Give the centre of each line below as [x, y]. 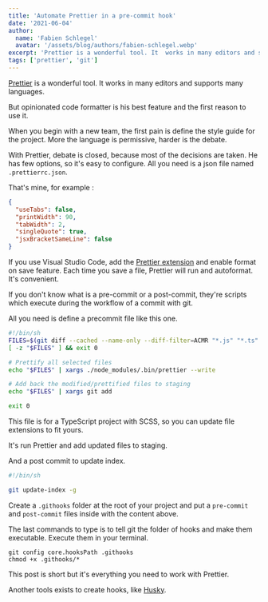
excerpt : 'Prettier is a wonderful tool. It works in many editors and [132, 53]
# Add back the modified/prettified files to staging [100, 385]
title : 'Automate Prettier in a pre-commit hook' [93, 16]
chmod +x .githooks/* [44, 559]
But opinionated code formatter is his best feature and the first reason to [127, 107]
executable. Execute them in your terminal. [79, 537]
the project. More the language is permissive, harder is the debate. [118, 139]
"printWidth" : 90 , [46, 217]
